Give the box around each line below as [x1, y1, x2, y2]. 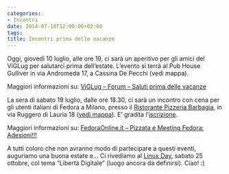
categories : [7, 10, 41, 17]
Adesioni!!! [7, 131, 38, 140]
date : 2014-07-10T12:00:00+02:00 [7, 23, 103, 30]
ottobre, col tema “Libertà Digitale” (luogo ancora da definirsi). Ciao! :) [7, 159, 205, 167]
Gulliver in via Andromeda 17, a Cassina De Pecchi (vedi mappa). [7, 69, 189, 78]
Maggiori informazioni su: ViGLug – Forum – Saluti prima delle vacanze [7, 83, 207, 91]
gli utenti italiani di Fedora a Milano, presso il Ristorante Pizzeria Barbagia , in [7, 103, 223, 111]
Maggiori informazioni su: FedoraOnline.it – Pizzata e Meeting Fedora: [7, 124, 204, 132]
